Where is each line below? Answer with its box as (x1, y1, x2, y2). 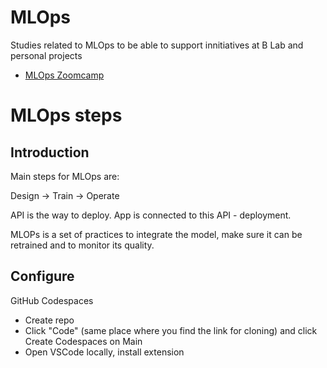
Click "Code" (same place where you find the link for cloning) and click (24, 324, 318, 336)
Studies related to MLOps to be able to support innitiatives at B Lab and (10, 39, 304, 51)
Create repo (24, 314, 75, 326)
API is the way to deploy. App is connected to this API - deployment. (10, 209, 292, 221)
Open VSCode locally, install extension (24, 346, 185, 358)
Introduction (10, 144, 90, 161)
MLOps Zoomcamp (24, 69, 105, 81)
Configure (10, 268, 75, 285)
